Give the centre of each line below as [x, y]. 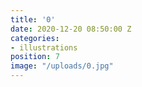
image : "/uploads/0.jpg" [62, 66]
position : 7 [35, 57]
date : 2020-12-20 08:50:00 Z [71, 29]
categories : [35, 38]
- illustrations [44, 47]
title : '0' [33, 19]
